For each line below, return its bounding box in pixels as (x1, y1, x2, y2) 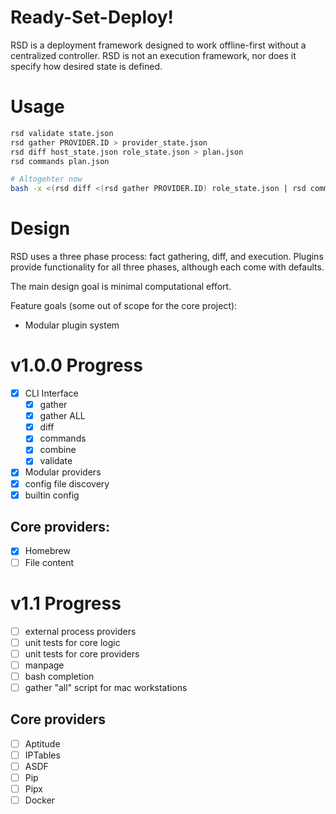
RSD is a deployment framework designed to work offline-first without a (10, 39, 307, 51)
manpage (24, 659, 65, 671)
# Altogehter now (10, 174, 83, 185)
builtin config (24, 489, 80, 501)
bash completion (24, 670, 95, 682)
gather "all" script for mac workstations (24, 681, 188, 693)
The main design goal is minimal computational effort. (10, 281, 232, 293)
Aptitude (24, 737, 61, 750)
